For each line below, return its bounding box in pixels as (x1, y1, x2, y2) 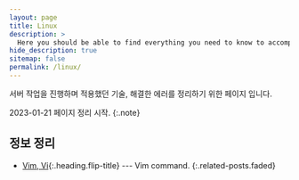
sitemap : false (9, 54, 66, 63)
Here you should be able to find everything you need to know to (17, 37, 265, 47)
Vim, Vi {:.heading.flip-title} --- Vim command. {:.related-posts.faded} (21, 160, 276, 170)
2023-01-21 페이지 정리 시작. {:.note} (9, 107, 141, 118)
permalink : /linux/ (9, 63, 82, 72)
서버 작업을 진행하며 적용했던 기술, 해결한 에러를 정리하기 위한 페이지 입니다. (9, 88, 273, 99)
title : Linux (9, 21, 58, 30)
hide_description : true (9, 46, 98, 55)
